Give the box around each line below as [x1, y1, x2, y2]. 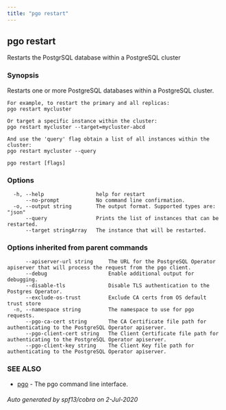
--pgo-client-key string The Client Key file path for [25, 342, 194, 350]
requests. [7, 313, 36, 319]
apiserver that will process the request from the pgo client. [7, 265, 192, 272]
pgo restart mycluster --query [7, 147, 97, 154]
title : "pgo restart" [7, 10, 69, 17]
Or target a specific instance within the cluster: [7, 117, 158, 124]
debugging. [7, 276, 38, 283]
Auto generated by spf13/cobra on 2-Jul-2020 [7, 396, 138, 404]
